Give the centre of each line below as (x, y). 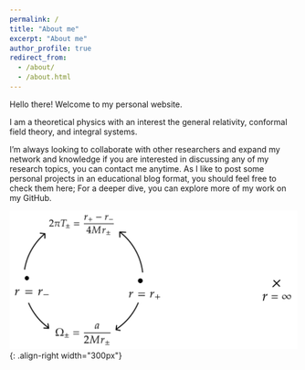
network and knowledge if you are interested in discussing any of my (139, 159)
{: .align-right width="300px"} (66, 355)
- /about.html (44, 78)
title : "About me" (44, 29)
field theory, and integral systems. (74, 132)
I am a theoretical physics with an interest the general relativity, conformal (148, 122)
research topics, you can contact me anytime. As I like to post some (137, 168)
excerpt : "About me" (49, 38)
